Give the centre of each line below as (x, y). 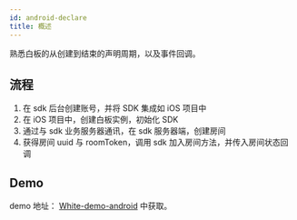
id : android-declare (49, 18)
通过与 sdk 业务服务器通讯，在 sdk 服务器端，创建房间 (124, 131)
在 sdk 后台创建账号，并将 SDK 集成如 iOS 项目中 (114, 108)
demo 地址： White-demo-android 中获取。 (91, 206)
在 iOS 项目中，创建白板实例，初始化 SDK (100, 120)
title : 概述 (30, 26)
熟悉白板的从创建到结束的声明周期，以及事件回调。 (105, 53)
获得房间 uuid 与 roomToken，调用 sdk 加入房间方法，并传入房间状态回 (155, 143)
